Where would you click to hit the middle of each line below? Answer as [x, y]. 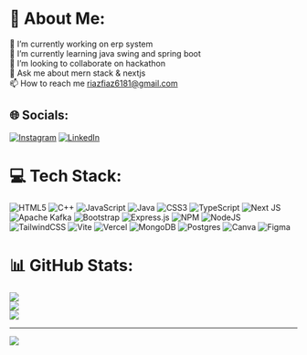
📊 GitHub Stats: [72, 265]
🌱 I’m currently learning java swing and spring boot [105, 53]
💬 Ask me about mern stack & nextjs [78, 73]
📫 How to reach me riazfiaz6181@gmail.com [94, 83]
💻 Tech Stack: [66, 176]
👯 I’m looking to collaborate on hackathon [88, 63]
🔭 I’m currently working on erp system [81, 44]
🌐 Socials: [39, 115]
